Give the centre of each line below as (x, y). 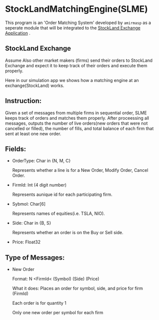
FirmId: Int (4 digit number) (39, 185)
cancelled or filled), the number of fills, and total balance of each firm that (79, 128)
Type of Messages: (35, 257)
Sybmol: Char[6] (29, 204)
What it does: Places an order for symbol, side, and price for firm (78, 289)
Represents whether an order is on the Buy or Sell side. (68, 233)
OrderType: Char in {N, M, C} (41, 161)
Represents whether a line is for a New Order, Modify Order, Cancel (80, 170)
